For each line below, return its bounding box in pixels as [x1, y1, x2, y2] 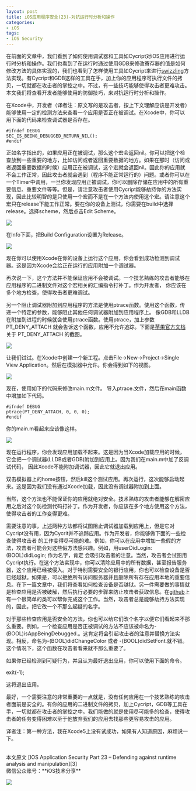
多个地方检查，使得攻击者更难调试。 [6, 289, 93, 296]
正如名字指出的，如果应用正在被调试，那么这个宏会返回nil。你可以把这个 [6, 149, 181, 156]
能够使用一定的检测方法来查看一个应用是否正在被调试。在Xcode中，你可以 [6, 109, 185, 116]
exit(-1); [6, 669, 25, 676]
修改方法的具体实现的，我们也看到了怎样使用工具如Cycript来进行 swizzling [6, 67, 184, 74]
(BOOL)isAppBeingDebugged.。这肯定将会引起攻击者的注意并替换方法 [6, 630, 175, 637]
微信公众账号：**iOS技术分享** [6, 768, 82, 774]
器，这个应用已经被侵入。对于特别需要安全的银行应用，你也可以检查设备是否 [6, 566, 190, 573]
